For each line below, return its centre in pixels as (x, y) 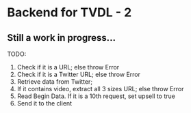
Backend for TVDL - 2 (69, 13)
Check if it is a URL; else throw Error (68, 67)
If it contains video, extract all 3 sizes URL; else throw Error (100, 89)
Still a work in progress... (62, 38)
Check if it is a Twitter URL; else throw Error (79, 74)
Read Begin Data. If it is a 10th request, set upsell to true (96, 96)
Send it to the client (44, 103)
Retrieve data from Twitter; (55, 82)
